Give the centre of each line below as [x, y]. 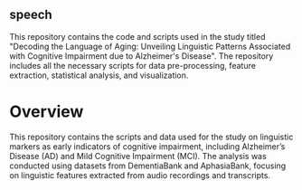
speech [31, 15]
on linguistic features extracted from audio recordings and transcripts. [140, 175]
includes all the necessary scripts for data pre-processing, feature [132, 65]
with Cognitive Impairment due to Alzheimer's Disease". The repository [142, 56]
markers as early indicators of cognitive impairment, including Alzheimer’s [147, 146]
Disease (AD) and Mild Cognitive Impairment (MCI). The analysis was [138, 156]
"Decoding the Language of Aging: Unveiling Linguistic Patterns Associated [150, 46]
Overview [47, 111]
